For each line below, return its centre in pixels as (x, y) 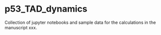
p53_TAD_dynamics (46, 9)
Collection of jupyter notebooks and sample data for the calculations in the (80, 22)
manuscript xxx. (21, 27)
